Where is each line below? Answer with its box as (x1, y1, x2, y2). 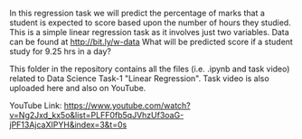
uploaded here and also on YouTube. (9, 83, 146, 93)
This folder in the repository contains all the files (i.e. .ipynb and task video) (9, 63, 290, 74)
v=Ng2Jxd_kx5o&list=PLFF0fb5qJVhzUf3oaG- (9, 110, 184, 120)
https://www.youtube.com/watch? (63, 100, 192, 111)
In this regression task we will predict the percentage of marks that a (9, 8, 265, 18)
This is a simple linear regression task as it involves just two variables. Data (9, 27, 289, 37)
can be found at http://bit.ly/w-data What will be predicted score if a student (9, 36, 294, 47)
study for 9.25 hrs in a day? (9, 46, 111, 57)
